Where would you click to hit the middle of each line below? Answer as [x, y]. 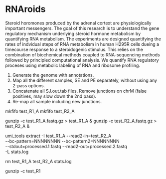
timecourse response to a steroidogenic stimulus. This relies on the [74, 49]
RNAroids [25, 9]
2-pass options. [29, 85]
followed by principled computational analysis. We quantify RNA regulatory [82, 60]
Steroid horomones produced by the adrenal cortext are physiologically [78, 23]
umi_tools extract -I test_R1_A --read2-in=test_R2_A [58, 136]
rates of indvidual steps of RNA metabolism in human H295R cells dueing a [82, 44]
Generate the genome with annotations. [53, 75]
